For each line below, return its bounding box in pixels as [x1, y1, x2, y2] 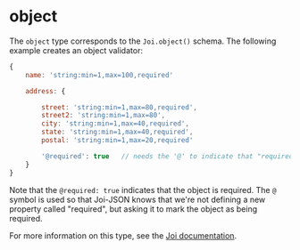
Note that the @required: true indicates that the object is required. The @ [9, 184, 277, 195]
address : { [25, 86, 66, 95]
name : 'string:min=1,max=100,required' [25, 70, 174, 79]
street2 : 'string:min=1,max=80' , [41, 111, 166, 120]
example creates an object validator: [9, 44, 143, 55]
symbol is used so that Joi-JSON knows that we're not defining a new [9, 194, 266, 205]
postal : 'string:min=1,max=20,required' [41, 136, 194, 145]
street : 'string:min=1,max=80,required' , [41, 102, 198, 112]
